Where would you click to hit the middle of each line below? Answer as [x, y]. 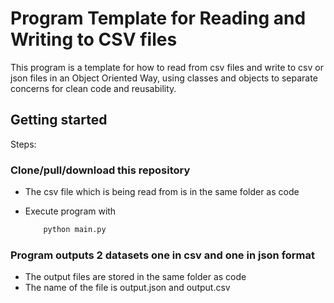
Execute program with [70, 211]
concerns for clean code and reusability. [93, 88]
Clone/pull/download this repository [100, 170]
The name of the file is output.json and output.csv [127, 288]
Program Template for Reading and [158, 18]
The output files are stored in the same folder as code [135, 277]
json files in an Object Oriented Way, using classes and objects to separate [164, 78]
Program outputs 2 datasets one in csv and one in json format [163, 255]
